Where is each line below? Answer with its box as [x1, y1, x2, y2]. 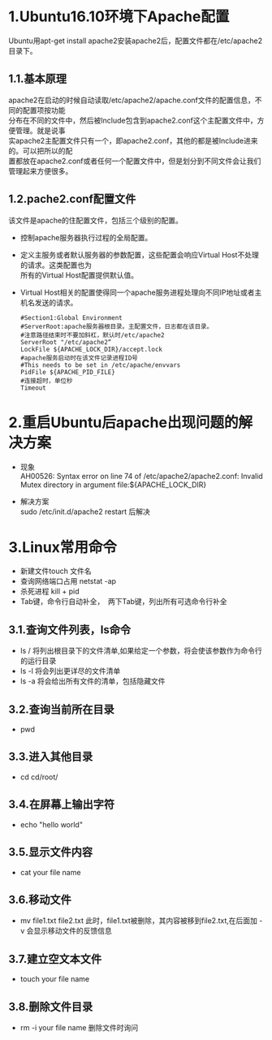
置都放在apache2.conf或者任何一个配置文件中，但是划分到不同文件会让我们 [8, 156, 261, 166]
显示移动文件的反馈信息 [33, 926, 112, 936]
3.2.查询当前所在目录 [8, 702, 115, 716]
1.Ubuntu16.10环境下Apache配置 [8, 7, 230, 26]
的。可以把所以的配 [8, 145, 73, 155]
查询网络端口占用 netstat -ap [19, 576, 116, 586]
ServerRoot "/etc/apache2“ [19, 338, 112, 346]
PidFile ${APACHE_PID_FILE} [19, 368, 115, 376]
